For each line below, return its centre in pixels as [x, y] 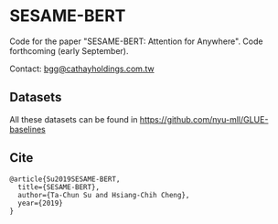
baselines [27, 129]
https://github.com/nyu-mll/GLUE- [204, 119]
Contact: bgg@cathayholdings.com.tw [82, 69]
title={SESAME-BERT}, [59, 187]
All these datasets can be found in [74, 119]
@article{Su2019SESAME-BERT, [65, 179]
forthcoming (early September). [69, 50]
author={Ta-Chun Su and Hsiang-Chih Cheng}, [104, 195]
